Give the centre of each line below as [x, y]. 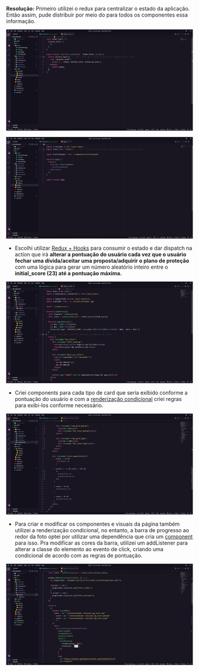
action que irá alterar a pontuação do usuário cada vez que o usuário [100, 254]
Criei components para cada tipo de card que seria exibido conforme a [101, 392]
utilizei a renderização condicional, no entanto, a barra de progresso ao [102, 530]
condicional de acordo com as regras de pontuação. [78, 556]
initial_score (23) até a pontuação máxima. [68, 273]
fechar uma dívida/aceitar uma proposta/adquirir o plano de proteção [102, 260]
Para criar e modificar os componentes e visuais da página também [97, 524]
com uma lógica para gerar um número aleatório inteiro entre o [91, 267]
